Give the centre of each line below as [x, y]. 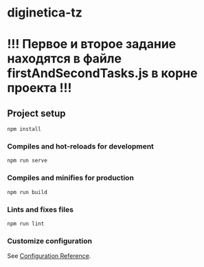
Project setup [37, 113]
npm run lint [26, 224]
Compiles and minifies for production [70, 178]
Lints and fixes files [41, 209]
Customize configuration [50, 241]
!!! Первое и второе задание [92, 44]
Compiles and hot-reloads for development [81, 147]
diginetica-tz [45, 13]
